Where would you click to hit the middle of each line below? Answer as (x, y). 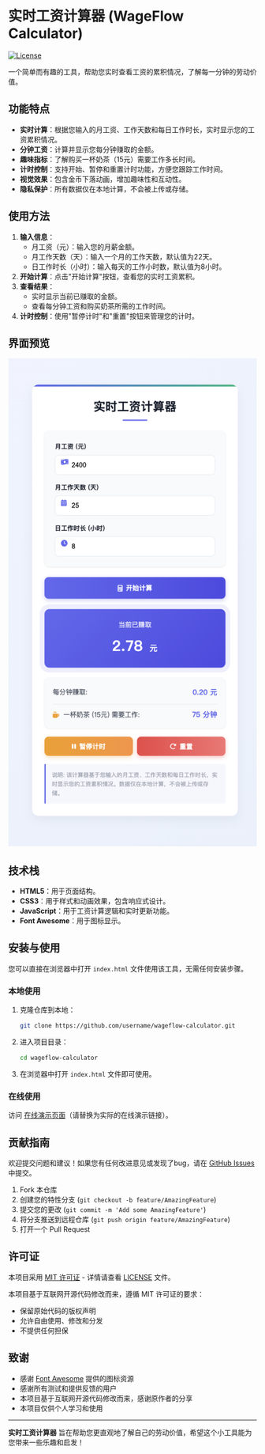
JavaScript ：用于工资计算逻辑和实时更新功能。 (97, 911)
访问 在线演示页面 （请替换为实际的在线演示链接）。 (90, 1115)
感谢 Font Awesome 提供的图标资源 (77, 1378)
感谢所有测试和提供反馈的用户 (68, 1388)
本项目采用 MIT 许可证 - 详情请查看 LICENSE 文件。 (91, 1277)
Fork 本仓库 (38, 1189)
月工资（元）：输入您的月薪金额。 (85, 247)
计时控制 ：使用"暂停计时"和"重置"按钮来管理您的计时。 (109, 316)
